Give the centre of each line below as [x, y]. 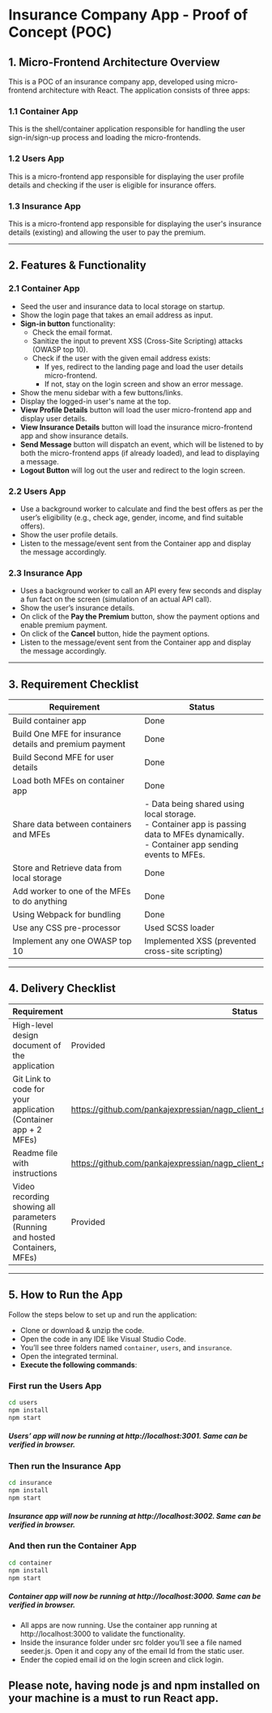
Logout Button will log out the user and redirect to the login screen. [132, 470]
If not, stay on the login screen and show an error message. [144, 384]
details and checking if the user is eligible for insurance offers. [113, 185]
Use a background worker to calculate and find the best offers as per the [141, 508]
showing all [34, 1206]
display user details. [53, 418]
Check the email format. [72, 332]
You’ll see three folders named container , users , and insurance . [126, 1347]
